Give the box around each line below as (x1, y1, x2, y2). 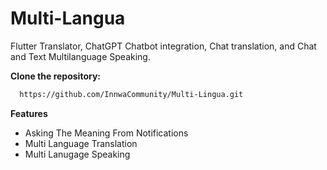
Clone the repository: (10, 70, 101, 82)
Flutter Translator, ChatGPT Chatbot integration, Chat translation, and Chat (10, 40, 317, 52)
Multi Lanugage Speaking (24, 148, 131, 160)
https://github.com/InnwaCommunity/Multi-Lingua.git (19, 89, 244, 99)
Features (10, 107, 48, 119)
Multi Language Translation (24, 137, 138, 149)
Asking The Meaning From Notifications (24, 127, 189, 139)
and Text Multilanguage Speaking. (10, 50, 151, 62)
